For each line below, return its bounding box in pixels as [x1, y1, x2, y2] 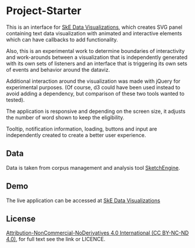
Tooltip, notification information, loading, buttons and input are [6, 125, 157, 132]
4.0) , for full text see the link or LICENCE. [6, 236, 106, 243]
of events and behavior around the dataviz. [6, 66, 110, 73]
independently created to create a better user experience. [6, 131, 146, 139]
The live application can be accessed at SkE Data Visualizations [6, 197, 160, 204]
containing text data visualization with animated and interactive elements [6, 29, 182, 36]
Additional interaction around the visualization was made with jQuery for [6, 78, 181, 85]
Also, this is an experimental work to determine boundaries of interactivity [6, 47, 185, 54]
